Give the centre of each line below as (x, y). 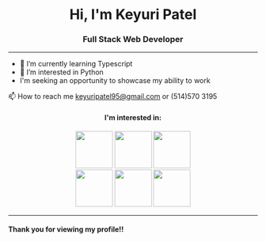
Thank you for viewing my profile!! (66, 229)
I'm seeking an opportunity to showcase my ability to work (115, 81)
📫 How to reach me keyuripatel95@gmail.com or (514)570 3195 (113, 96)
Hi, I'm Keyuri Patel (133, 15)
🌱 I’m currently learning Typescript (76, 64)
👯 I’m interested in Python (62, 72)
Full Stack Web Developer (133, 40)
